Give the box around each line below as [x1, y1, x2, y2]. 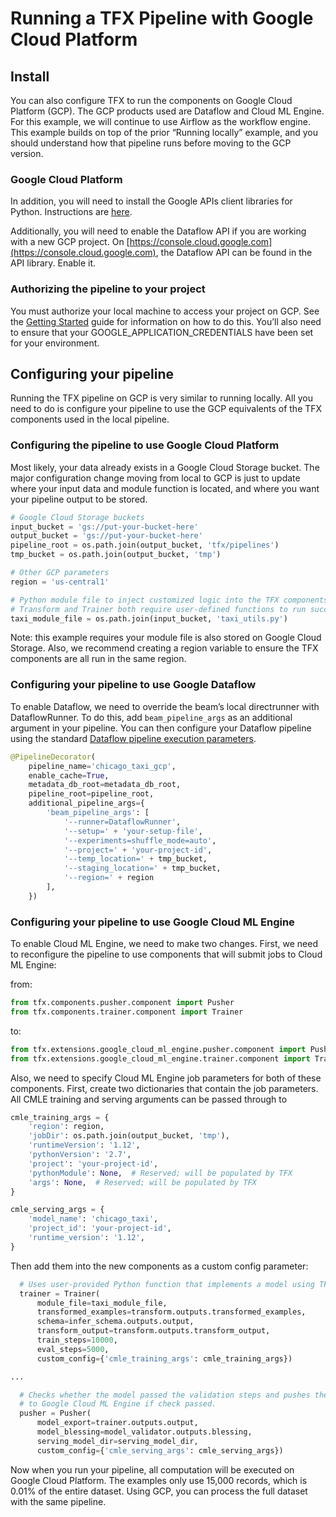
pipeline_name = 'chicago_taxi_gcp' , [28, 761, 177, 771]
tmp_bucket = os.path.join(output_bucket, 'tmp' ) [10, 550, 222, 560]
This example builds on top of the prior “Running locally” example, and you [10, 127, 319, 138]
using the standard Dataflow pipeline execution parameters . [10, 732, 257, 744]
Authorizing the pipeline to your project [10, 282, 206, 296]
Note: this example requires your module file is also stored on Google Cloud [10, 632, 322, 644]
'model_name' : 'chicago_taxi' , [28, 1214, 159, 1224]
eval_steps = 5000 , [36, 1344, 110, 1354]
